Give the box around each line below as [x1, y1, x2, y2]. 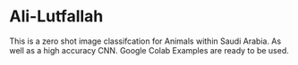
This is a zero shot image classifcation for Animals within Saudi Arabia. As [9, 36, 282, 46]
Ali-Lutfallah [9, 6, 104, 27]
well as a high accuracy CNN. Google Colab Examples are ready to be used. [9, 45, 289, 55]
